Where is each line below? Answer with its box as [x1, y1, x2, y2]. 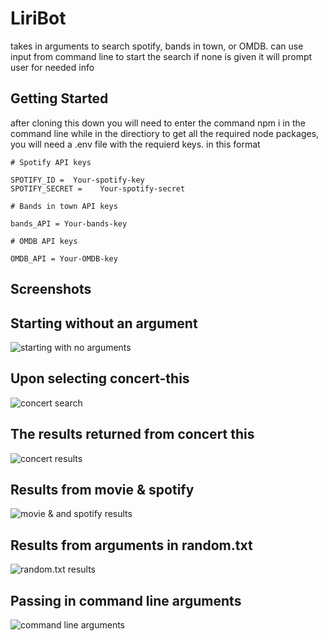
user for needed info [10, 61, 95, 73]
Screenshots [10, 281, 92, 298]
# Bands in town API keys [10, 201, 118, 211]
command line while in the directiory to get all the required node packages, [10, 127, 320, 139]
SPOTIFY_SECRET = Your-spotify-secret [10, 183, 186, 194]
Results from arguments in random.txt [10, 537, 253, 554]
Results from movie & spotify [10, 481, 195, 498]
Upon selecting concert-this [10, 370, 190, 387]
